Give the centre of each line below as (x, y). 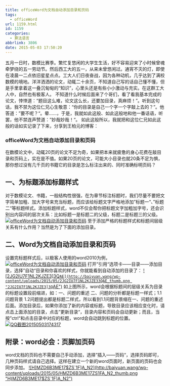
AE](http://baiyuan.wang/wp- (90, 276)
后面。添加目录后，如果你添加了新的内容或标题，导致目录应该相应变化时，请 (85, 305)
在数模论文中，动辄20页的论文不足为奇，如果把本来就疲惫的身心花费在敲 (81, 152)
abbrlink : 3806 (21, 43)
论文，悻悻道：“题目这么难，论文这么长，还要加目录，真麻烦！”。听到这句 (83, 100)
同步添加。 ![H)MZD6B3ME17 (36, 368)
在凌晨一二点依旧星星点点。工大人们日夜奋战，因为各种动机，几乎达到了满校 (85, 75)
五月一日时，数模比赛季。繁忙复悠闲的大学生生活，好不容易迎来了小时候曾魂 (85, 62)
